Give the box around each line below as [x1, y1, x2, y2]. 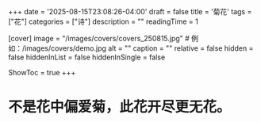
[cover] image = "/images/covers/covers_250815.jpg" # [8, 34, 190, 43]
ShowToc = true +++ [8, 68, 76, 77]
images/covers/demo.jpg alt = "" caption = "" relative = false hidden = [25, 44, 254, 53]
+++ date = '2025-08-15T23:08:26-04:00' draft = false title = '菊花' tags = [8, 7, 252, 16]
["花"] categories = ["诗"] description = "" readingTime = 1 [8, 17, 198, 26]
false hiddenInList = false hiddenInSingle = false [8, 52, 166, 62]
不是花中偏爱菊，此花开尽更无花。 [8, 98, 232, 116]
